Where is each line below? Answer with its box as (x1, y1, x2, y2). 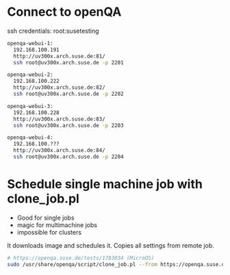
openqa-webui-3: (7, 103, 53, 109)
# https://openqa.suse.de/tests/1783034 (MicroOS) (7, 254, 155, 261)
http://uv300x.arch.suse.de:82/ (13, 84, 106, 91)
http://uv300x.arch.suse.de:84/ (13, 147, 106, 154)
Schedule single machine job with (7, 176, 203, 192)
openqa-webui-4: (7, 134, 53, 141)
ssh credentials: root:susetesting (7, 27, 99, 35)
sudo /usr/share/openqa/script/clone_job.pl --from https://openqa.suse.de (7, 261, 228, 267)
